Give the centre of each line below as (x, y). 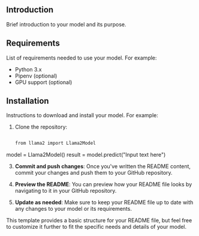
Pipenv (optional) (36, 76)
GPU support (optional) (43, 82)
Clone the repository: (41, 127)
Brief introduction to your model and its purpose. (67, 24)
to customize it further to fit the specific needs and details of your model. (97, 227)
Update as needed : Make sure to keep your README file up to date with (104, 202)
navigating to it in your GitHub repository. (66, 191)
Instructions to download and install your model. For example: (82, 115)
